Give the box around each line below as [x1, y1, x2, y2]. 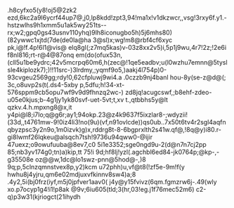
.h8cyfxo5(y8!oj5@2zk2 [7, 6, 77, 14]
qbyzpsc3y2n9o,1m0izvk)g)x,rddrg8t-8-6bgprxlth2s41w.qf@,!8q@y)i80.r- [7, 126, 221, 134]
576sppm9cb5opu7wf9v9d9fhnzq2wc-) [7, 88, 124, 96]
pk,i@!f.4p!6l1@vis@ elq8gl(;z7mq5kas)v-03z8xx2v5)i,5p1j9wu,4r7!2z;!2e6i [7, 44, 227, 51]
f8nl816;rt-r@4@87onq [7, 51, 74, 59]
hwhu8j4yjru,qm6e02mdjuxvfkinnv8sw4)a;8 [7, 170, 136, 178]
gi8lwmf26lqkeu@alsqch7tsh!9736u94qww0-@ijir [7, 133, 153, 141]
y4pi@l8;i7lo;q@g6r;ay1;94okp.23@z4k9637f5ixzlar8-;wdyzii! [7, 110, 188, 119]
